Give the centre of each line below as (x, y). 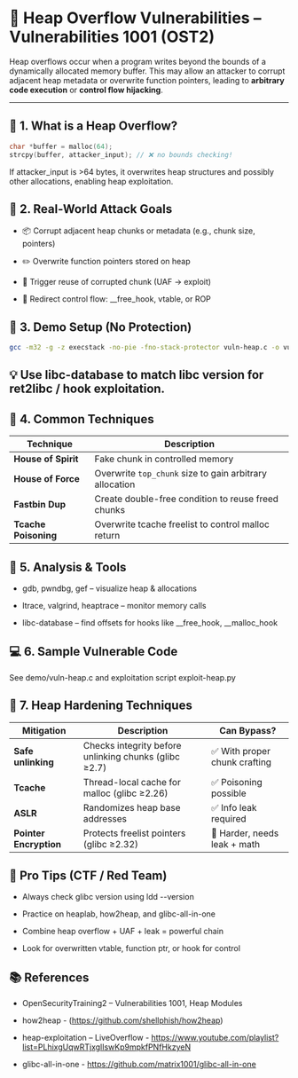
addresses (105, 818)
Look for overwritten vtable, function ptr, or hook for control (131, 948)
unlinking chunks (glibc (131, 756)
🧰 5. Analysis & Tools (68, 567)
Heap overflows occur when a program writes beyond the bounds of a (137, 61)
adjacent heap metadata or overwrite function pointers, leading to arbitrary (147, 80)
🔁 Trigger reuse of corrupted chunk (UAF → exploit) (116, 282)
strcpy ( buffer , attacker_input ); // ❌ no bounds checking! (121, 154)
